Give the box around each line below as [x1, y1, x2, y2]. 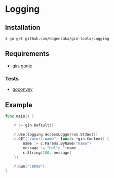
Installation [5, 23, 40, 32]
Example [5, 100, 33, 109]
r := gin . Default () [14, 123, 54, 128]
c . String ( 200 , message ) [23, 150, 72, 155]
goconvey [12, 87, 33, 92]
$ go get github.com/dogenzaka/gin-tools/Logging [5, 36, 110, 41]
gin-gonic [12, 63, 33, 69]
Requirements [5, 49, 49, 58]
